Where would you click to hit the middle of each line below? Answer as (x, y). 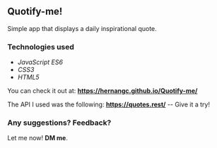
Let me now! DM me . (38, 138)
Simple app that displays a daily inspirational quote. (82, 28)
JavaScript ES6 (40, 62)
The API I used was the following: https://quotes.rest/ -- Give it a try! (109, 104)
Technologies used (41, 47)
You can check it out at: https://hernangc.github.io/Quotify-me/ (102, 91)
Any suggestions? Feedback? (59, 123)
